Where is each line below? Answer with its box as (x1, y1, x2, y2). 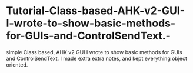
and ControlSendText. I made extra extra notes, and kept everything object (6, 55, 187, 62)
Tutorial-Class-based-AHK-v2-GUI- (6, 4, 185, 18)
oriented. (6, 61, 28, 68)
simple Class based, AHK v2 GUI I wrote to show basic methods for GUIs (6, 48, 182, 55)
